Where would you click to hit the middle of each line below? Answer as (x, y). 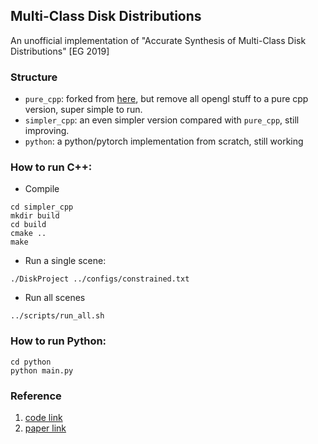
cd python (31, 362)
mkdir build (35, 216)
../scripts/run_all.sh (57, 316)
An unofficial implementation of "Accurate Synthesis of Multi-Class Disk (158, 40)
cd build (28, 225)
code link (43, 417)
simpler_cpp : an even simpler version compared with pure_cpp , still (162, 120)
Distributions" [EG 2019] (60, 51)
